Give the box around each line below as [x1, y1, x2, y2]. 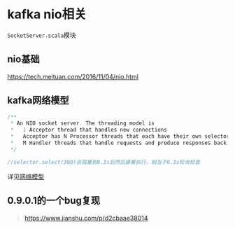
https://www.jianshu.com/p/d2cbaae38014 [24, 214, 148, 222]
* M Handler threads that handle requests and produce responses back [10, 139, 227, 147]
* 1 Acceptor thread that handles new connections [10, 127, 168, 134]
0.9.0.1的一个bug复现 [7, 195, 101, 207]
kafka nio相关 [7, 6, 87, 22]
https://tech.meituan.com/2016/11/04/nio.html [7, 72, 138, 81]
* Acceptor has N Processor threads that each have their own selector [10, 133, 230, 140]
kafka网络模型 [7, 95, 70, 106]
